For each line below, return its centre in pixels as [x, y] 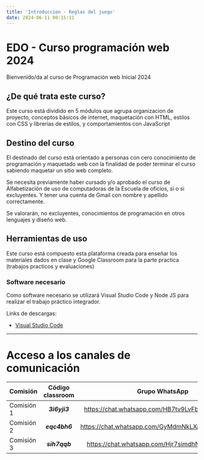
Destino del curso [40, 143]
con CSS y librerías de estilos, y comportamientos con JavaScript [88, 124]
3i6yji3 [59, 409]
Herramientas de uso [47, 239]
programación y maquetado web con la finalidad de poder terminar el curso [101, 164]
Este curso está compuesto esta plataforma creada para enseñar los [92, 253]
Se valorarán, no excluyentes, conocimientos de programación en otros [96, 214]
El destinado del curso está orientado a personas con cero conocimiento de [101, 158]
